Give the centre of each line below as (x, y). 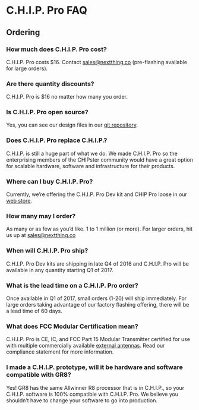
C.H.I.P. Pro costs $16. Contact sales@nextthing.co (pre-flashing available (97, 62)
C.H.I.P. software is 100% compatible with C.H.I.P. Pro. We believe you (92, 394)
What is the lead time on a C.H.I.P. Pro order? (72, 285)
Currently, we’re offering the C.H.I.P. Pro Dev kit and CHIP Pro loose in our (97, 194)
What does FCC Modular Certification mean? (72, 326)
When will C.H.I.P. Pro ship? (47, 251)
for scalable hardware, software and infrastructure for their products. (91, 166)
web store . (19, 201)
